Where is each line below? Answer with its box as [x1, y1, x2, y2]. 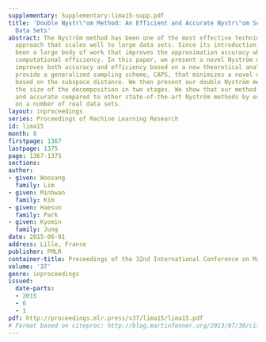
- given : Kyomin [8, 218, 62, 226]
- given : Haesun [8, 203, 62, 211]
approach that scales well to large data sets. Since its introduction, [15, 41, 260, 49]
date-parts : [15, 285, 55, 293]
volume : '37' [8, 263, 51, 271]
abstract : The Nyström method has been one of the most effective [8, 33, 232, 42]
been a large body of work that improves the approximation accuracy [15, 48, 249, 56]
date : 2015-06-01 [8, 233, 66, 241]
